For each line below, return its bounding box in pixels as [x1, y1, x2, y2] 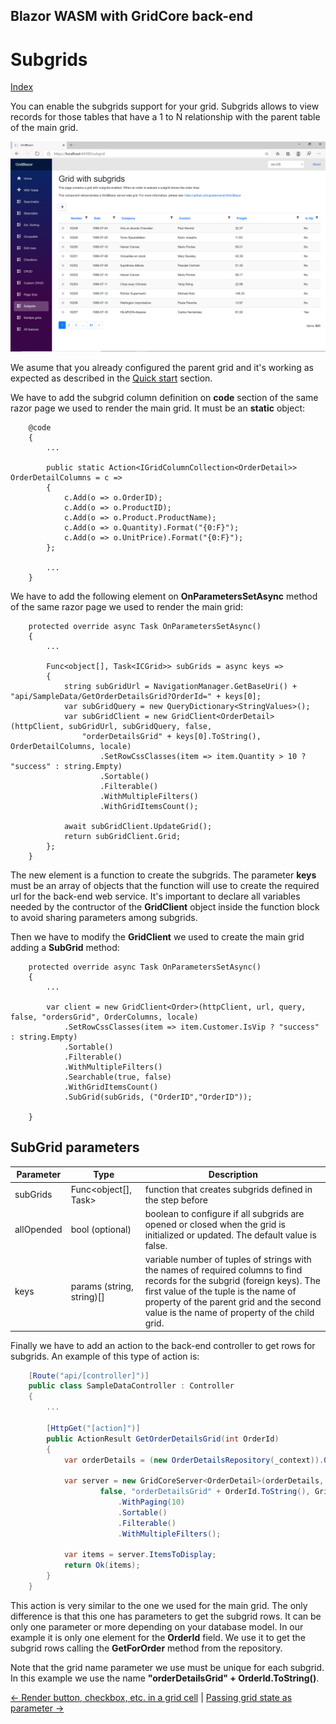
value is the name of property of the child [144, 1307, 315, 1319]
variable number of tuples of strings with [144, 1254, 312, 1266]
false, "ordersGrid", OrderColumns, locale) [10, 1012, 199, 1022]
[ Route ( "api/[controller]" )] [28, 1370, 150, 1381]
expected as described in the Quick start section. [10, 372, 213, 384]
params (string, [70, 1280, 134, 1292]
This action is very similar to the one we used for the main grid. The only [10, 1599, 308, 1611]
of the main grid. [10, 122, 79, 134]
